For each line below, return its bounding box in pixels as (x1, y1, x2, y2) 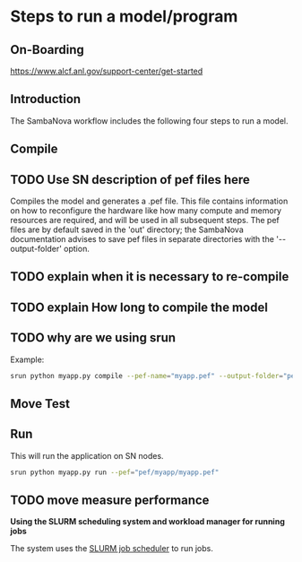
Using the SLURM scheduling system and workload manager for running (10, 516, 285, 527)
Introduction (10, 91, 82, 107)
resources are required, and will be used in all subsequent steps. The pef (10, 215, 280, 226)
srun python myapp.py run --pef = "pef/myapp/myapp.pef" (10, 468, 220, 477)
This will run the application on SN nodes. (10, 450, 164, 461)
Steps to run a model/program (10, 6, 238, 27)
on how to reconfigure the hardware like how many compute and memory (10, 205, 281, 216)
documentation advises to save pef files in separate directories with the (10, 234, 274, 245)
